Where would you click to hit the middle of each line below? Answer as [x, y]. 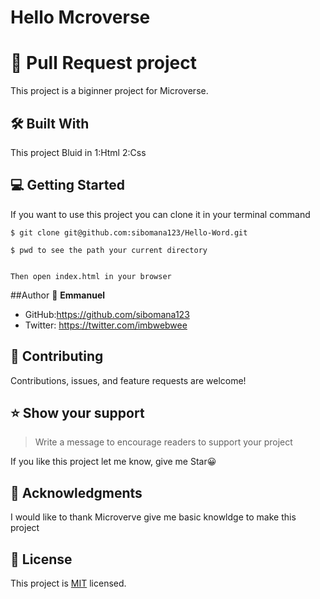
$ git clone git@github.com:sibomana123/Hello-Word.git [129, 232]
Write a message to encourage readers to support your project [163, 442]
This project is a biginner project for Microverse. [109, 91]
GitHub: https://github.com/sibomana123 [107, 314]
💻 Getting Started [67, 185]
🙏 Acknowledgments [76, 492]
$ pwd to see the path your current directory [109, 250]
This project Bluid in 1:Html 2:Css [78, 152]
